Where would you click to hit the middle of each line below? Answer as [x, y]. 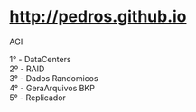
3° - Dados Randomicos [54, 78]
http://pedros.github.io [98, 17]
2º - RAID [27, 69]
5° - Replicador [37, 98]
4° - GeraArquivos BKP [52, 88]
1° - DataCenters [40, 59]
